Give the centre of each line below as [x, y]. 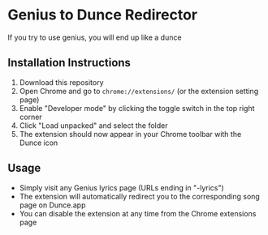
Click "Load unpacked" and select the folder [93, 125]
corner [30, 117]
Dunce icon [39, 143]
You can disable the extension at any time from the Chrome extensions [138, 213]
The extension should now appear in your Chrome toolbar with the [130, 134]
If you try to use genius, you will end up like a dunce [95, 37]
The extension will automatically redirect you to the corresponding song [140, 196]
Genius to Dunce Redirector [103, 15]
